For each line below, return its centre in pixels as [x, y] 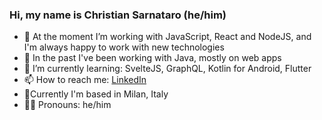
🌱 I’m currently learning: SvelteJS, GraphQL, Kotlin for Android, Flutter [167, 69]
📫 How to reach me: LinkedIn [85, 80]
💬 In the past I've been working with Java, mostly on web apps [152, 58]
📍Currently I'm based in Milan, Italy [96, 94]
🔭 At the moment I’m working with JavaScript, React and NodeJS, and [167, 37]
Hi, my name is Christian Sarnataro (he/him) [118, 15]
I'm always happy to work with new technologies [124, 47]
